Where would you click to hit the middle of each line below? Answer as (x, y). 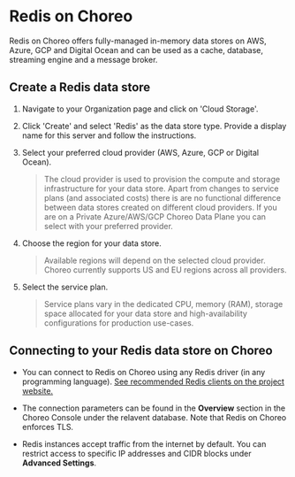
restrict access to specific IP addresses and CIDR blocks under (136, 453)
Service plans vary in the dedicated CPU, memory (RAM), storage (163, 304)
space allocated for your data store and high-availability (145, 313)
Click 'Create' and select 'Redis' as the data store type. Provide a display (154, 126)
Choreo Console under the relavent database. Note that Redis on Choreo (154, 417)
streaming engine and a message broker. (83, 59)
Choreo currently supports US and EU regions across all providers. (165, 269)
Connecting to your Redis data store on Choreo (141, 351)
